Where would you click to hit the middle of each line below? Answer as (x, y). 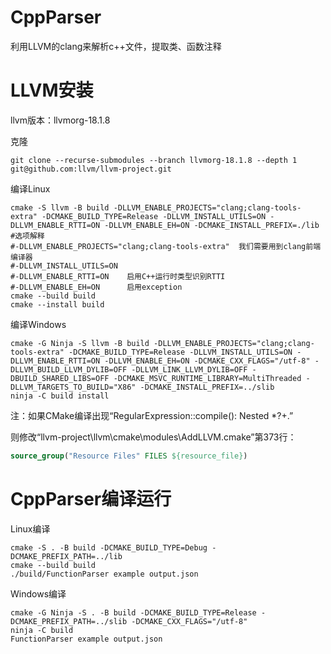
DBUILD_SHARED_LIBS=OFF (60, 378)
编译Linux (30, 188)
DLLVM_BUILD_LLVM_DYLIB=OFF (69, 369)
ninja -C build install (60, 396)
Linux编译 (30, 528)
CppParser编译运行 (91, 498)
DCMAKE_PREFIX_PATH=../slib (69, 621)
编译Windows (38, 324)
